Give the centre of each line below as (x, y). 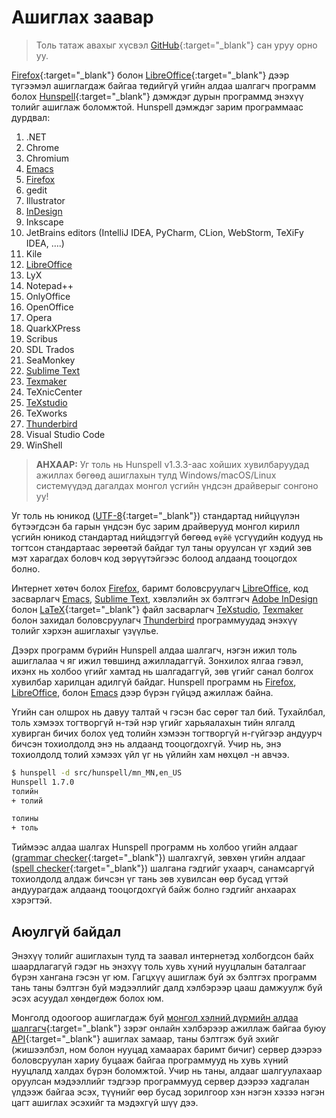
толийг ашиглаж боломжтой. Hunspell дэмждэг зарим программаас (157, 107)
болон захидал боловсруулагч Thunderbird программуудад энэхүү (154, 620)
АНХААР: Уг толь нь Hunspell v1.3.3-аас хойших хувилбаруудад (172, 464)
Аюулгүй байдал (66, 931)
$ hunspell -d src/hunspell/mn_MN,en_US (97, 772)
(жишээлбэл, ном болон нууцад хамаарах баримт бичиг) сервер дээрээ (167, 1049)
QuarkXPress (53, 328)
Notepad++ (49, 285)
